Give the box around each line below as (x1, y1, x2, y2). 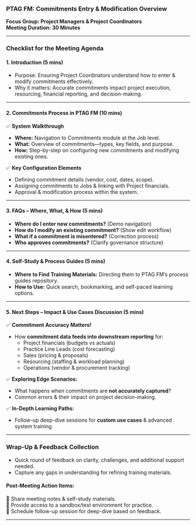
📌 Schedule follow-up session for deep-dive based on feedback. (6, 507, 162, 514)
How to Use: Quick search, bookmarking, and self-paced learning (14, 284, 173, 291)
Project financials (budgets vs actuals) (23, 339, 116, 347)
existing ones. (14, 153, 48, 160)
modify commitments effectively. (14, 78, 93, 85)
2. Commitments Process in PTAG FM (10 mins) (6, 110, 123, 117)
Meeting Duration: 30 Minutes (6, 24, 80, 31)
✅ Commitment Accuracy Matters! (6, 322, 92, 329)
